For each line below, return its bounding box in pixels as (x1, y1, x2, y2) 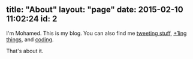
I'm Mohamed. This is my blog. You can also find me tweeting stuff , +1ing (6, 29, 187, 37)
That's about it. (6, 47, 44, 54)
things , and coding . (6, 35, 54, 43)
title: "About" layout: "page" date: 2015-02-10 (6, 5, 184, 15)
